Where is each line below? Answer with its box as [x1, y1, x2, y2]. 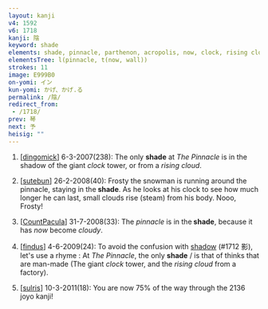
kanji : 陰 [8, 33, 40, 42]
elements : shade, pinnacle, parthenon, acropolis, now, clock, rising [8, 49, 248, 57]
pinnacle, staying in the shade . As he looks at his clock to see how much [19, 184, 259, 194]
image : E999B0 [8, 71, 56, 79]
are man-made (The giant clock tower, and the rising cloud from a [19, 259, 237, 268]
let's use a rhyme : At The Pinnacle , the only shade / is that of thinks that [19, 250, 259, 260]
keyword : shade [8, 41, 59, 49]
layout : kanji [8, 11, 56, 20]
